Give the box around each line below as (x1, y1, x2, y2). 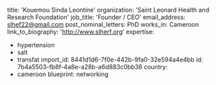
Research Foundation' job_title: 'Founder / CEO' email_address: (7, 13, 186, 21)
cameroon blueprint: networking (17, 70, 109, 78)
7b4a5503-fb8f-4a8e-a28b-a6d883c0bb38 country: (17, 63, 168, 71)
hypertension (17, 41, 55, 49)
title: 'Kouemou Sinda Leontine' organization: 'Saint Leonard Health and (7, 6, 210, 14)
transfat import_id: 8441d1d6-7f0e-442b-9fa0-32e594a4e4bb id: (17, 56, 204, 64)
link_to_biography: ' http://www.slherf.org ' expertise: (7, 27, 155, 36)
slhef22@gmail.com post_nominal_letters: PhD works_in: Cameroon (7, 21, 199, 28)
